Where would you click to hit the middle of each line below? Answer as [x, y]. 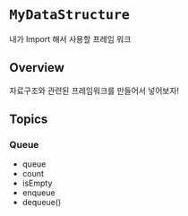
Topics [29, 120]
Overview [37, 68]
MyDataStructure [69, 15]
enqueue [38, 193]
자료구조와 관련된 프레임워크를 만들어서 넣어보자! [94, 91]
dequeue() [42, 203]
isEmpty [37, 183]
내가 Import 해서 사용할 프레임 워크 [70, 39]
